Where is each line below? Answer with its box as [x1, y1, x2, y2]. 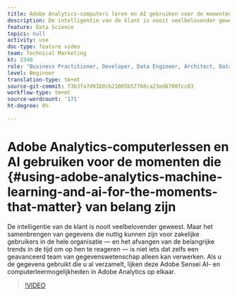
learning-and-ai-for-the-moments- [7, 184, 218, 200]
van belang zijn [85, 199, 176, 215]
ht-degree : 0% [7, 102, 49, 109]
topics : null [7, 30, 46, 37]
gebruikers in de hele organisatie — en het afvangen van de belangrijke [7, 237, 215, 246]
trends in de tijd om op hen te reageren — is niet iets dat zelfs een [7, 244, 199, 253]
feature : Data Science [7, 23, 74, 30]
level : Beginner [7, 69, 55, 76]
